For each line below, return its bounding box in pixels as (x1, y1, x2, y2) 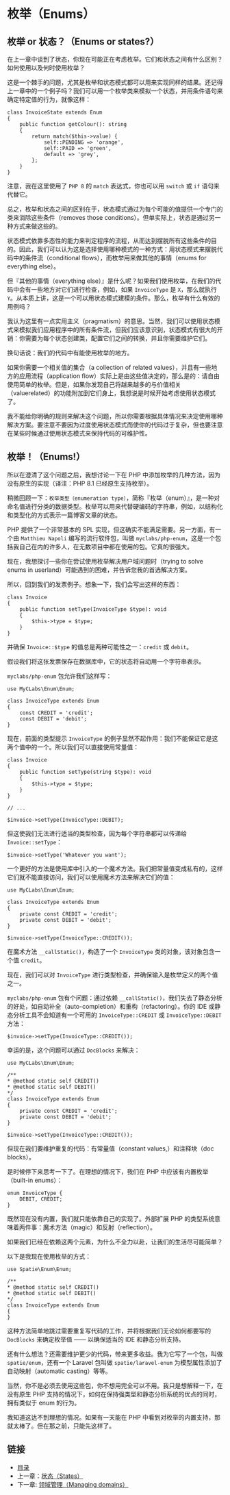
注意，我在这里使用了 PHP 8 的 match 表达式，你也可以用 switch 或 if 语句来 (7, 182, 220, 190)
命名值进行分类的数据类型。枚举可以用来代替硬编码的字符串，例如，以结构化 (7, 502, 223, 510)
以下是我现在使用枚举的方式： (7, 1252, 91, 1260)
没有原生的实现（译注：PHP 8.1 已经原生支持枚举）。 (7, 479, 153, 487)
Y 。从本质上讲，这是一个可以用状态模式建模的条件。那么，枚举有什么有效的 (7, 294, 220, 302)
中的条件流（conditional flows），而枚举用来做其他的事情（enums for (12, 254, 207, 262)
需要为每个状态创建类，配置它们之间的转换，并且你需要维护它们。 (25, 334, 211, 342)
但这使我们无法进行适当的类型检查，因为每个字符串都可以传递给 (7, 829, 187, 838)
